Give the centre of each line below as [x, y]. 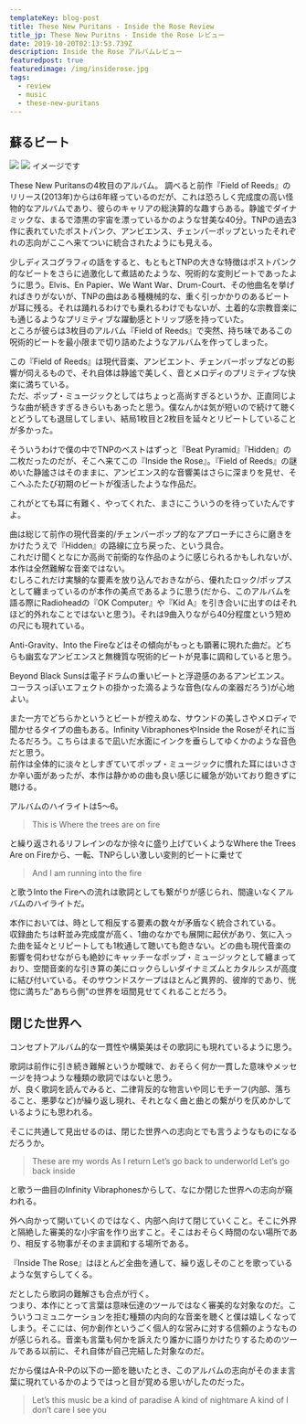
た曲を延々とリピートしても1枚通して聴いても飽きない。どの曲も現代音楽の [151, 946]
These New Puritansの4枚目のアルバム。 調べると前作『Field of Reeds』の [150, 186]
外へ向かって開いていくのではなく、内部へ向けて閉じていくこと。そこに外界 [153, 1221]
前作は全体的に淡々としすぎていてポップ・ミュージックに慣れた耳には [142, 764]
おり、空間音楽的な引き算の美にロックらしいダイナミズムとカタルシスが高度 [153, 969]
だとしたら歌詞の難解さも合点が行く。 [81, 1294]
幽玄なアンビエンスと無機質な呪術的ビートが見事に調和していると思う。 [161, 657]
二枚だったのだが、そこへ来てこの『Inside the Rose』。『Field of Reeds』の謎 [153, 461]
